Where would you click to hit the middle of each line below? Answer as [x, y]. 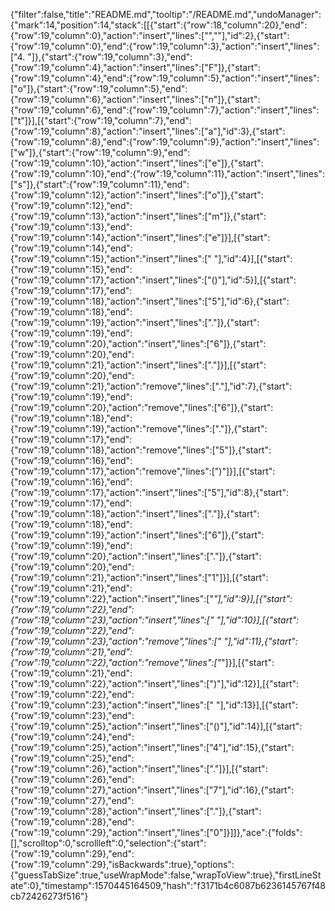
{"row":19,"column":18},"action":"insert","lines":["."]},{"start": [135, 513]
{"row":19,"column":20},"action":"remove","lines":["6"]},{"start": [142, 407]
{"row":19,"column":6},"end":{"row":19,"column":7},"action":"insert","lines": [165, 110]
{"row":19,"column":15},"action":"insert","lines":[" [111, 258]
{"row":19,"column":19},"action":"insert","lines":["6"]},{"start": [137, 535]
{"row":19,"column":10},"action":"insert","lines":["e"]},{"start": [137, 163]
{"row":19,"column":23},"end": [72, 715]
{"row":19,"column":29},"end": [72, 853]
